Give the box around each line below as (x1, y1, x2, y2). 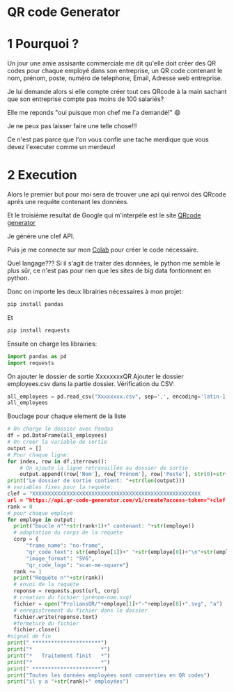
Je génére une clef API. (7, 232, 75, 240)
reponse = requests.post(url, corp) (13, 587, 120, 594)
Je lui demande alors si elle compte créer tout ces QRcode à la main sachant (7, 88, 227, 96)
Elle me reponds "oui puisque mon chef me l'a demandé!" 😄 (7, 109, 181, 117)
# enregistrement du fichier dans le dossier (13, 607, 148, 614)
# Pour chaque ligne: (7, 451, 70, 459)
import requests (7, 360, 54, 367)
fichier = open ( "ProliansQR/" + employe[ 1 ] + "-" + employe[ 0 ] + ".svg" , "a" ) (13, 600, 223, 607)
